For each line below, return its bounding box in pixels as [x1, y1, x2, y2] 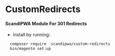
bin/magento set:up [10, 46, 51, 51]
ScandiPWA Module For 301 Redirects [5, 20, 88, 26]
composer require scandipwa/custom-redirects [10, 41, 110, 46]
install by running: [12, 32, 50, 38]
